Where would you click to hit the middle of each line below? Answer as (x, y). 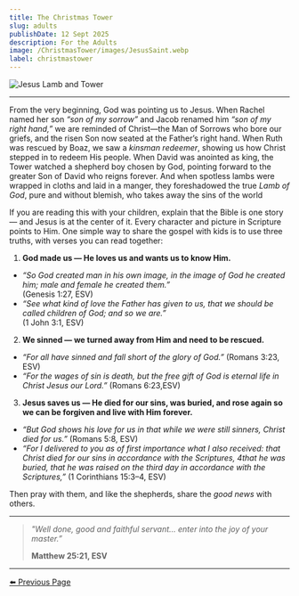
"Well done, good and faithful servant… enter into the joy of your (149, 529)
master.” (46, 539)
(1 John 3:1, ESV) (53, 322)
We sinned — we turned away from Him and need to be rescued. (143, 340)
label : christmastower (51, 59)
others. (22, 503)
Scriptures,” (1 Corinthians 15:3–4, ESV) (94, 477)
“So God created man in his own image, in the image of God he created (154, 275)
